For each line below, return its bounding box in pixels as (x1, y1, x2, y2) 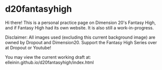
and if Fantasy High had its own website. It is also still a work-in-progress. (5, 24, 154, 30)
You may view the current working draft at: (5, 54, 92, 60)
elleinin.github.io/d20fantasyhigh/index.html (5, 59, 94, 65)
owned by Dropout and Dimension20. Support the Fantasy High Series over (5, 39, 157, 45)
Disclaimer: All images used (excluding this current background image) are (5, 34, 156, 40)
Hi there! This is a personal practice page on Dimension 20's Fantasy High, (5, 20, 156, 25)
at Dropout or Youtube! (5, 45, 51, 50)
